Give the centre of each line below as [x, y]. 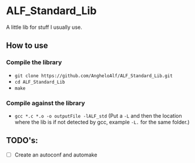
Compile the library [34, 62]
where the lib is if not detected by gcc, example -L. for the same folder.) [102, 122]
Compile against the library [46, 103]
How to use [27, 46]
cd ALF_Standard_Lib [40, 82]
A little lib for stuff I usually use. [44, 27]
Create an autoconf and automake [56, 155]
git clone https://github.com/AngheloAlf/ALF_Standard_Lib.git [94, 76]
